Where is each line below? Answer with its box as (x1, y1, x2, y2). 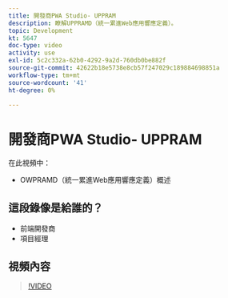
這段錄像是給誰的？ (8, 201, 103, 215)
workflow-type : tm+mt (8, 71, 81, 79)
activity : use (8, 49, 56, 57)
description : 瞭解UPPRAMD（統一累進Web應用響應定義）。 (8, 19, 178, 27)
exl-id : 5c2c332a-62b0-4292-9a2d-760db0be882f (8, 57, 166, 65)
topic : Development (8, 26, 74, 34)
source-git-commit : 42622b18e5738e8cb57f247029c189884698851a (8, 64, 220, 72)
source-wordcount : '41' (8, 79, 88, 87)
